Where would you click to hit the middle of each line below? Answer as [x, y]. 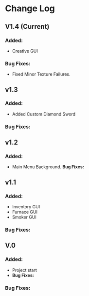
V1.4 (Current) [27, 27]
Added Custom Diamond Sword [44, 114]
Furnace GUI [25, 212]
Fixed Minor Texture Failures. [41, 74]
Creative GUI [25, 51]
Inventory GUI [26, 207]
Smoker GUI [24, 217]
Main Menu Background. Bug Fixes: [48, 167]
